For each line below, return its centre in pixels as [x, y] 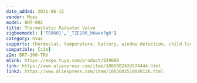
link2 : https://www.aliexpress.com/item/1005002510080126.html [85, 71]
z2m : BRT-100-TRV [27, 55]
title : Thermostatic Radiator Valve [51, 28]
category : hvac [25, 39]
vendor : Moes [22, 17]
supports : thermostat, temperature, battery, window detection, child [94, 44]
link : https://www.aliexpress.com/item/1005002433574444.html [84, 66]
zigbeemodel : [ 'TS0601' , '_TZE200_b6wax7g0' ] [61, 33]
